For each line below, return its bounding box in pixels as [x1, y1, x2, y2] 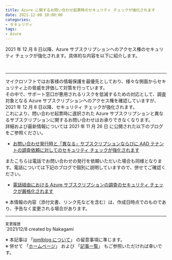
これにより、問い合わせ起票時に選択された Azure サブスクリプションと [5, 110, 155, 116]
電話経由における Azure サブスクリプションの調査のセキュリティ [12, 182, 149, 188]
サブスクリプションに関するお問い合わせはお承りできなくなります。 [9, 117, 153, 123]
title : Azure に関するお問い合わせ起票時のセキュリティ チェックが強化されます [5, 7, 156, 13]
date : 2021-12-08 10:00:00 [5, 12, 63, 17]
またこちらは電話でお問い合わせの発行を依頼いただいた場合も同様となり [5, 158, 158, 164]
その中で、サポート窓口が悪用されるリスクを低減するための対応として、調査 [5, 91, 166, 97]
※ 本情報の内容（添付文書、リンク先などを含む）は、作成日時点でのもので [5, 199, 162, 205]
